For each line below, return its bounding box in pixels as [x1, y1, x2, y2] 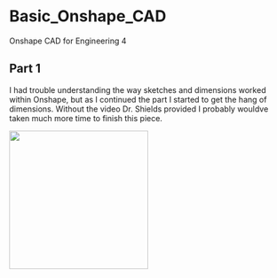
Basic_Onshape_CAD [9, 6, 167, 27]
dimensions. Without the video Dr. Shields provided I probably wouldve [9, 104, 269, 114]
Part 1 [9, 61, 42, 76]
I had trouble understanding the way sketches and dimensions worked [9, 84, 266, 95]
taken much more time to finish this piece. [9, 112, 162, 123]
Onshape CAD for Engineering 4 [9, 35, 127, 46]
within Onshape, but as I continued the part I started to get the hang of [9, 94, 267, 104]
